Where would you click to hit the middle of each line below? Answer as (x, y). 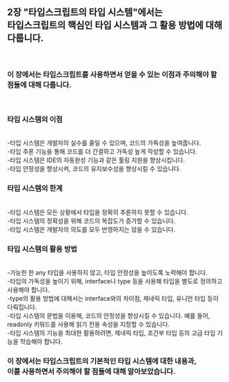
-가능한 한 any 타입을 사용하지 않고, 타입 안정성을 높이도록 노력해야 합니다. (108, 272)
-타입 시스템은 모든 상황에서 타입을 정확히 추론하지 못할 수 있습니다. (98, 212)
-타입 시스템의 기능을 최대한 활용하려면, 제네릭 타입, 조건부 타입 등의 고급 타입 (111, 333)
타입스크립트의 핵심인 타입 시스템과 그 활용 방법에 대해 (115, 25)
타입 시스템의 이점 (35, 119)
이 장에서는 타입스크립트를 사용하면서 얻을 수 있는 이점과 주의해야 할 (112, 74)
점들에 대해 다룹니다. (39, 85)
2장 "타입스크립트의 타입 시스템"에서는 (85, 12)
